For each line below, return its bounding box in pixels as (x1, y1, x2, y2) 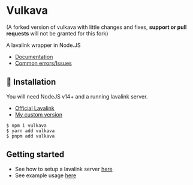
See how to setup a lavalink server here (14, 165, 113, 172)
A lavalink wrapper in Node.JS (6, 41, 81, 49)
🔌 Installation (6, 77, 56, 87)
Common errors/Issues (14, 59, 72, 67)
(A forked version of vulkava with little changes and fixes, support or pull (6, 23, 187, 31)
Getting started (6, 150, 65, 160)
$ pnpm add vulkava (6, 133, 55, 139)
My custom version (14, 111, 63, 118)
